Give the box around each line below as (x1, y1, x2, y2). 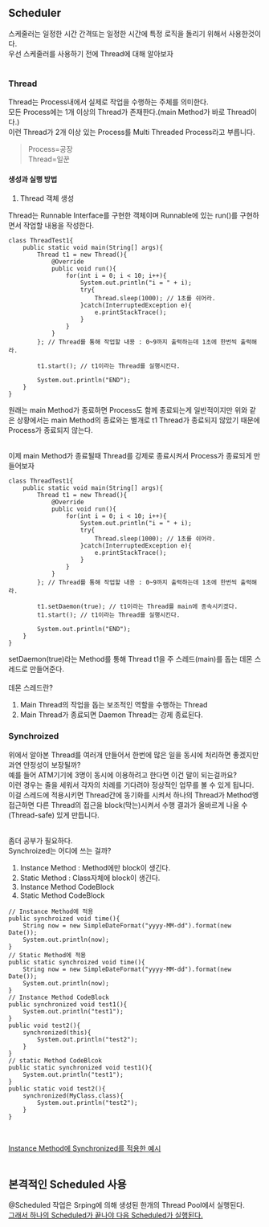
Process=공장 (27, 145, 74, 154)
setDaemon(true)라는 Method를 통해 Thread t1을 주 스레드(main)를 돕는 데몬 (8, 654, 253, 664)
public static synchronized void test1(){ (8, 1063, 153, 1071)
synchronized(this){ (22, 1028, 92, 1037)
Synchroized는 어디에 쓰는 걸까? (8, 846, 112, 855)
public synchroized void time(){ (8, 915, 120, 923)
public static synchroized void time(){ (8, 958, 146, 966)
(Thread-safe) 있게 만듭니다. (8, 810, 100, 820)
